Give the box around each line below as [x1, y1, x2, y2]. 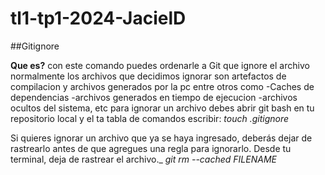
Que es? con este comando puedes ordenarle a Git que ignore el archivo [10, 59, 310, 71]
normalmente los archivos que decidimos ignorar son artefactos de [10, 70, 287, 82]
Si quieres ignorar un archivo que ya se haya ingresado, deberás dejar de [10, 132, 313, 144]
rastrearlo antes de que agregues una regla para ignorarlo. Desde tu [10, 142, 292, 154]
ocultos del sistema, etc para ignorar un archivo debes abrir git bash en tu [10, 102, 315, 114]
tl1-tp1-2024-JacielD [10, 7, 187, 30]
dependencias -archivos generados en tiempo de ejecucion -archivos [10, 91, 298, 103]
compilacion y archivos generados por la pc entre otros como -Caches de [10, 80, 315, 92]
